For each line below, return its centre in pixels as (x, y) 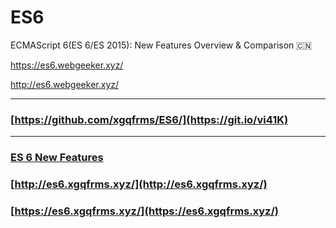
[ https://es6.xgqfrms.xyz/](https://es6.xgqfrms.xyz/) (144, 211)
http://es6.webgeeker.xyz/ (65, 84)
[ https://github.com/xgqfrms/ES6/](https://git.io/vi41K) (149, 119)
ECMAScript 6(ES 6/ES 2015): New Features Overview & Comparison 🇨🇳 (161, 45)
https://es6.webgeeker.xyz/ (67, 65)
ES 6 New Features (57, 158)
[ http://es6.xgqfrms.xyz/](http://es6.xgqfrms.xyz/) (139, 184)
